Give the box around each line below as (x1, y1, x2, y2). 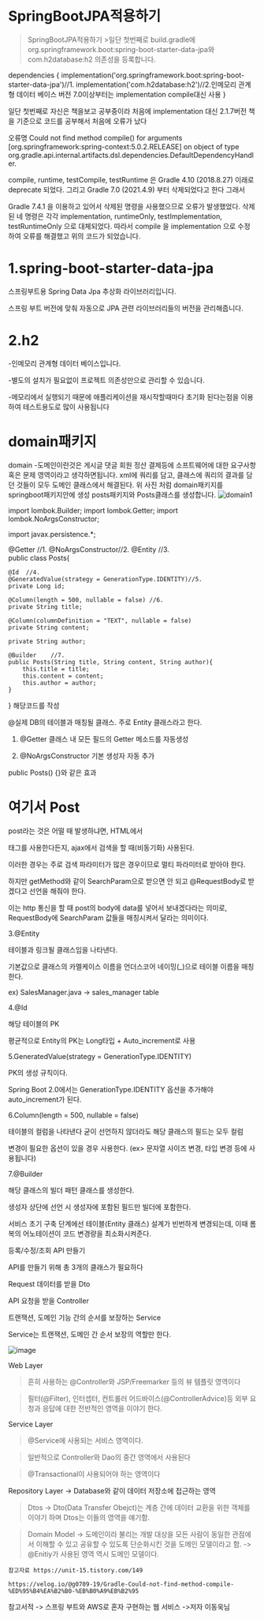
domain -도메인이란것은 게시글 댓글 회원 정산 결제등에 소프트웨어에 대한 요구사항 (8, 460, 256, 470)
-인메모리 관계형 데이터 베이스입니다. (8, 359, 121, 368)
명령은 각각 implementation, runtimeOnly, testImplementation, (24, 211, 222, 221)
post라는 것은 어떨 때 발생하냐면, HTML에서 (8, 826, 143, 836)
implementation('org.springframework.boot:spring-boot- (61, 70, 245, 80)
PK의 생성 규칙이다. (8, 1068, 69, 1077)
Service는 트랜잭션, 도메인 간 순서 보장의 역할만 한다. (8, 1329, 172, 1339)
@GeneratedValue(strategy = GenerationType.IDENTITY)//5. (8, 575, 203, 583)
